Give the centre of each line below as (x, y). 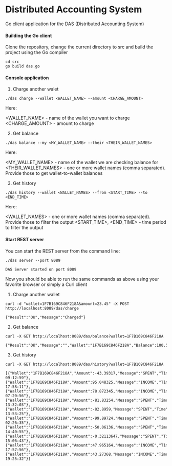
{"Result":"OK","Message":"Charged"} (46, 317)
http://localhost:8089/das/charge (42, 308)
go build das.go (23, 66)
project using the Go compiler (37, 52)
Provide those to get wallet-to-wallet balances (54, 173)
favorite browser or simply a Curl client (46, 284)
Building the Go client (29, 35)
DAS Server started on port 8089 (41, 269)
